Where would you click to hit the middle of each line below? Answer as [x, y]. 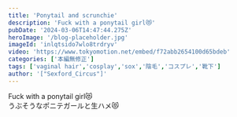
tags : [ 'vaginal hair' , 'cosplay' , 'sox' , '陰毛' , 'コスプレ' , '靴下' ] [115, 67]
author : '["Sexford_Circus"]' [58, 74]
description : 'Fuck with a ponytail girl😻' [82, 23]
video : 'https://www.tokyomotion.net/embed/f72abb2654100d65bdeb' [119, 52]
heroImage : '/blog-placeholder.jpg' [68, 37]
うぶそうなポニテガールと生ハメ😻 [64, 105]
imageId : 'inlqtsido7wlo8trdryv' [63, 45]
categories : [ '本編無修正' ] [51, 60]
